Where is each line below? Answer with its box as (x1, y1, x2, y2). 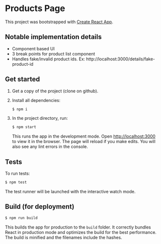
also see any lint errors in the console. (12, 144, 88, 150)
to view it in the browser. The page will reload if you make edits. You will (12, 139, 156, 144)
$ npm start (12, 125, 36, 129)
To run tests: (5, 171, 30, 176)
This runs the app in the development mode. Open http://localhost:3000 (12, 133, 156, 139)
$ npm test (5, 180, 27, 185)
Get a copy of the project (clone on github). (12, 88, 99, 94)
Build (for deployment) (5, 202, 74, 211)
